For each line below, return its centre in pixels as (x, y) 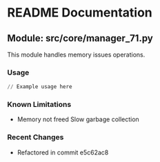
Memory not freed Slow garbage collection (78, 119)
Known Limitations (39, 105)
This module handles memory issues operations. (76, 54)
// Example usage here (40, 87)
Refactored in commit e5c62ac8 (63, 152)
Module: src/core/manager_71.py (80, 38)
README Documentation (80, 13)
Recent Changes (36, 137)
